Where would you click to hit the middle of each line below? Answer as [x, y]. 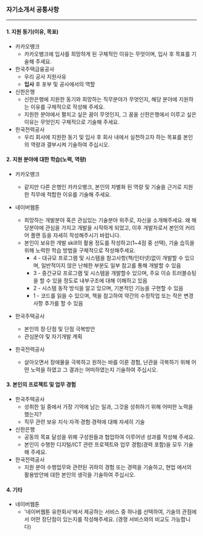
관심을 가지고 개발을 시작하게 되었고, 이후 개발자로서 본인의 [114, 227]
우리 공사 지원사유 [45, 76]
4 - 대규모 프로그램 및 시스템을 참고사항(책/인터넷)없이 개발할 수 [108, 257]
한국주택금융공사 [34, 69]
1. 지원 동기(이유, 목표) [33, 31]
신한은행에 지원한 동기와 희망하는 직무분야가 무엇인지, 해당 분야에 [101, 99]
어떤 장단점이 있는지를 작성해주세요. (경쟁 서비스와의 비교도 [100, 519]
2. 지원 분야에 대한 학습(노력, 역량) [46, 160]
